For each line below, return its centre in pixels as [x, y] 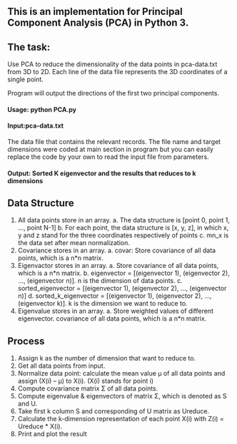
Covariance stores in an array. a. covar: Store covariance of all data [117, 251]
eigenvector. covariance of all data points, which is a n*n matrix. [112, 319]
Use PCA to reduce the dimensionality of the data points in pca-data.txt [112, 64]
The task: [29, 47]
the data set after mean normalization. [74, 243]
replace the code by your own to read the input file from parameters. [108, 157]
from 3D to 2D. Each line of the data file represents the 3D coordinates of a [117, 72]
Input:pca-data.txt [36, 126]
